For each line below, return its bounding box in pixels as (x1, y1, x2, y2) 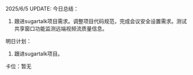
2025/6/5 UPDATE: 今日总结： (5, 5, 79, 12)
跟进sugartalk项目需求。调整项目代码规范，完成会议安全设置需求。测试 (14, 18, 187, 25)
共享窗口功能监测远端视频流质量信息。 (14, 25, 107, 32)
